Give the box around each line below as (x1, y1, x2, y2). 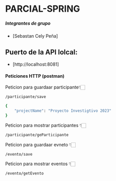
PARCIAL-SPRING (5, 3, 80, 15)
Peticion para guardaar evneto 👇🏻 (5, 141, 76, 147)
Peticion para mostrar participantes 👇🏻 (5, 122, 86, 128)
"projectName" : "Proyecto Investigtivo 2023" (14, 108, 112, 113)
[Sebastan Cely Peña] (12, 33, 58, 39)
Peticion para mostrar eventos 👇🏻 (5, 161, 76, 167)
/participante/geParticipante (5, 132, 69, 137)
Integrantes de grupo (5, 20, 51, 26)
